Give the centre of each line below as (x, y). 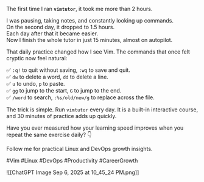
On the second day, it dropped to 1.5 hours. (60, 27)
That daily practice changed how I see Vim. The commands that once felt (98, 52)
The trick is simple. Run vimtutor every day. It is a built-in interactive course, (102, 110)
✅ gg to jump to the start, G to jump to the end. (64, 90)
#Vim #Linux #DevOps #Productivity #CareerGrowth (72, 160)
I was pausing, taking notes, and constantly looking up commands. (90, 20)
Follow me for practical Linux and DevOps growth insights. (79, 149)
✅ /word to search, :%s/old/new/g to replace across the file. (81, 97)
